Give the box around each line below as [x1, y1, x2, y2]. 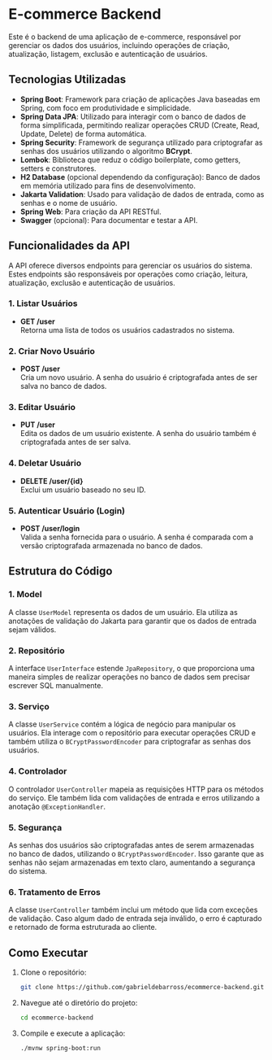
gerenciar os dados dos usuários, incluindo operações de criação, [8, 40, 230, 50]
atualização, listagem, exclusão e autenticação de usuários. [8, 49, 208, 59]
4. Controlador [8, 766, 67, 777]
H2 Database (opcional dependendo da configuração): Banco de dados [19, 172, 261, 181]
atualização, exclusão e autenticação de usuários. [8, 277, 176, 287]
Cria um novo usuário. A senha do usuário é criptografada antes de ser [19, 373, 258, 382]
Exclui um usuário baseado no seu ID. [19, 485, 146, 495]
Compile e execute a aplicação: [19, 1028, 126, 1038]
